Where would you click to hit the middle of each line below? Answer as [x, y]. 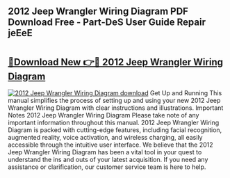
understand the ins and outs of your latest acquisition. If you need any [108, 160]
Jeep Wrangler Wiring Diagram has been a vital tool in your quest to [105, 152]
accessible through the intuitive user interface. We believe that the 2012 [110, 145]
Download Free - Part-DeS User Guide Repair [107, 23]
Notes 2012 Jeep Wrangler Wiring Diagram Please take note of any [104, 115]
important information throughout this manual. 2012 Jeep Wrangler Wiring [114, 122]
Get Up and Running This [186, 93]
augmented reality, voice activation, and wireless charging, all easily [105, 137]
